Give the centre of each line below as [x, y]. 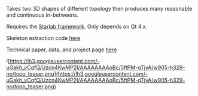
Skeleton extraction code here [43, 38]
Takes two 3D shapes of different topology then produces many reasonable [99, 9]
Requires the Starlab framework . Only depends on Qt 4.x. [77, 27]
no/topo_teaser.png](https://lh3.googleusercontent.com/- [77, 74]
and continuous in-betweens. [42, 15]
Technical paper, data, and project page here [62, 49]
